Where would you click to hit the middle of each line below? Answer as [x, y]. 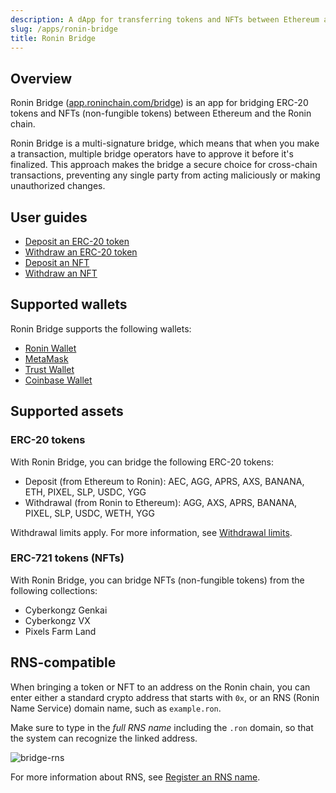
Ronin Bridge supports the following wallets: [101, 328]
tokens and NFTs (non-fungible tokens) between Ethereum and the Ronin [161, 113]
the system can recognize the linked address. [104, 738]
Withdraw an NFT [61, 273]
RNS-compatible [63, 662]
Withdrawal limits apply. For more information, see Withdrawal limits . [151, 532]
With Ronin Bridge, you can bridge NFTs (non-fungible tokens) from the [157, 580]
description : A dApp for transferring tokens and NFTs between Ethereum [165, 19]
